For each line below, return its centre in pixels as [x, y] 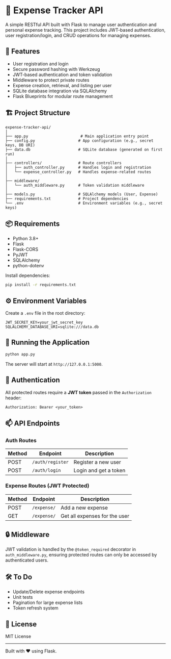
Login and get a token [99, 470]
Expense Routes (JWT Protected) [47, 486]
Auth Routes [21, 440]
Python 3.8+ [26, 239]
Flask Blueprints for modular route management [63, 96]
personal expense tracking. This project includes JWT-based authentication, [85, 30]
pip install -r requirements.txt [41, 285]
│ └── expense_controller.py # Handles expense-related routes [78, 172]
